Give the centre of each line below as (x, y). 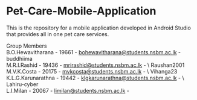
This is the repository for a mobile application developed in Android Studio (99, 28)
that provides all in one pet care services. (58, 34)
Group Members (27, 46)
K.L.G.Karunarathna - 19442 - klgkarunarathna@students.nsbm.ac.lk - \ (95, 78)
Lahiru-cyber (22, 84)
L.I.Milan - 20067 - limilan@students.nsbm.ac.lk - (68, 90)
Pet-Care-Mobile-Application (81, 11)
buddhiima (20, 58)
